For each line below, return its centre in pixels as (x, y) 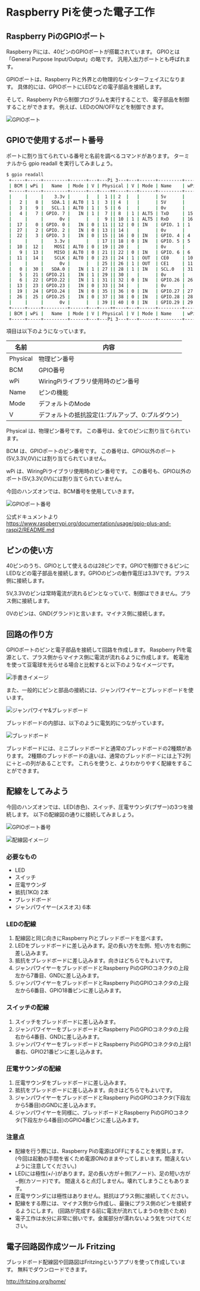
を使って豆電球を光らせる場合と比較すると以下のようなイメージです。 (92, 665)
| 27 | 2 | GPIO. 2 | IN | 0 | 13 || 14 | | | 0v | (97, 230)
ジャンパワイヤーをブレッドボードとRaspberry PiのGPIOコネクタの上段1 (103, 1044)
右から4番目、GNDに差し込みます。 (59, 1036)
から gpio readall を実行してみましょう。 (66, 163)
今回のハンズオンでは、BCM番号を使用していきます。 (72, 491)
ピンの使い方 (30, 550)
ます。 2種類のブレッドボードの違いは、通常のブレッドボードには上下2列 (101, 756)
